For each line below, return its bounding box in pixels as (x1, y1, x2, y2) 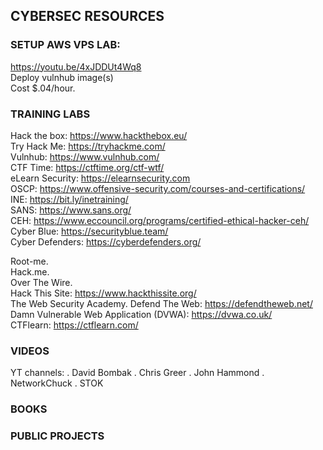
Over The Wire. (10, 276, 73, 288)
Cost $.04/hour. (10, 82, 76, 94)
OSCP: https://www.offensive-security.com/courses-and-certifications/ (10, 182, 306, 194)
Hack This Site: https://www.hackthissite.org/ (10, 287, 197, 299)
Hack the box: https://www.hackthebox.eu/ (10, 129, 188, 141)
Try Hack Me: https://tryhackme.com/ (10, 140, 166, 152)
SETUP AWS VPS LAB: (10, 38, 121, 52)
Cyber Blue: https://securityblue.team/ (10, 225, 169, 237)
